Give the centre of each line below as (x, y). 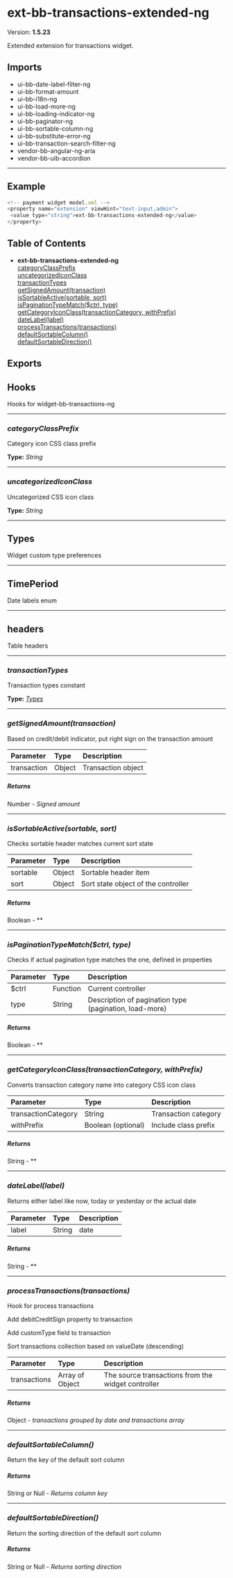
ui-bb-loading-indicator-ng (56, 113)
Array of (71, 1376)
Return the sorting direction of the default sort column (84, 1533)
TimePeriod (33, 583)
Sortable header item (115, 872)
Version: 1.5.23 (29, 32)
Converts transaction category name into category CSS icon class (102, 1085)
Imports (25, 67)
